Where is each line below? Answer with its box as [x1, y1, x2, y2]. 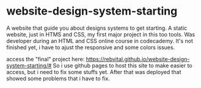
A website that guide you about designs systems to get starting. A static [6, 24, 188, 32]
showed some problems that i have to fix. [6, 75, 110, 82]
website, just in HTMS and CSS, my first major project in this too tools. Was [6, 30, 196, 38]
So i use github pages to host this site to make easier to [53, 62, 192, 69]
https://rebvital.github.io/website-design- [86, 55, 190, 63]
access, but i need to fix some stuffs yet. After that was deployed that [6, 68, 181, 75]
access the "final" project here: [6, 55, 85, 63]
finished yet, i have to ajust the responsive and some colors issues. [6, 44, 175, 51]
